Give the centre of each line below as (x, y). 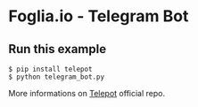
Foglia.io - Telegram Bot (99, 16)
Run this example (58, 49)
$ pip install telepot (50, 69)
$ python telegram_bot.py (56, 77)
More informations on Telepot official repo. (87, 93)
